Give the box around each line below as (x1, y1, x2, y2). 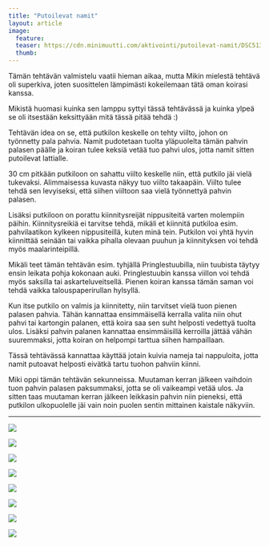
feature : (15, 34, 45, 43)
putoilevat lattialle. (8, 153, 69, 163)
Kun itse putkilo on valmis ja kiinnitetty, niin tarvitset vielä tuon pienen (8, 301, 238, 310)
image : (8, 26, 30, 35)
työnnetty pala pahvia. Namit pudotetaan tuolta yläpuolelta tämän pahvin (8, 136, 248, 145)
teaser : (15, 42, 42, 50)
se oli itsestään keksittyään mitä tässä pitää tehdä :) (8, 112, 179, 121)
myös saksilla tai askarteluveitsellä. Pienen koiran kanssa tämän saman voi (8, 277, 254, 286)
